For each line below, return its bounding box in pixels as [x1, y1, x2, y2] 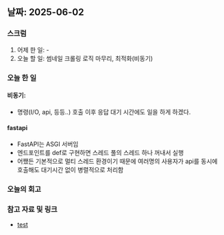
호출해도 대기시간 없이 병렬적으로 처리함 [16, 166, 124, 174]
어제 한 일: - [16, 45, 49, 53]
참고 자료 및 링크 [7, 204, 58, 214]
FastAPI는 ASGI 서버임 [16, 140, 79, 149]
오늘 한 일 [7, 73, 36, 82]
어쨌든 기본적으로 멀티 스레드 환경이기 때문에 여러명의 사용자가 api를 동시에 [16, 157, 218, 166]
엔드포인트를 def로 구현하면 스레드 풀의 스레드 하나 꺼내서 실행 [16, 149, 184, 157]
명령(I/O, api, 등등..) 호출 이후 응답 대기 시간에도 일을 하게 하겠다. [16, 108, 191, 116]
